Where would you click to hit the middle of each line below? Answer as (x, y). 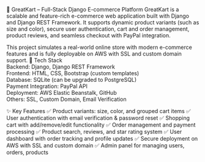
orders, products (28, 152)
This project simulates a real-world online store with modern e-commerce (99, 47)
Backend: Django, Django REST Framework (61, 67)
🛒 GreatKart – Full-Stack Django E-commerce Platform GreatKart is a (93, 9)
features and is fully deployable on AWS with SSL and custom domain (94, 54)
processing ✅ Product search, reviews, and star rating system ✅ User (94, 132)
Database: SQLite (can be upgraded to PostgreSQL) (72, 80)
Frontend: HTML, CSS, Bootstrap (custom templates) (73, 73)
